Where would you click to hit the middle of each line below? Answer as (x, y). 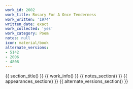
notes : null (18, 38)
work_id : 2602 (20, 10)
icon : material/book (27, 43)
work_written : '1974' (28, 19)
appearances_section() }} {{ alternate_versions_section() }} (67, 81)
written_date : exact (27, 24)
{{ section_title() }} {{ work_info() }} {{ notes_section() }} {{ (66, 76)
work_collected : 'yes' (29, 29)
